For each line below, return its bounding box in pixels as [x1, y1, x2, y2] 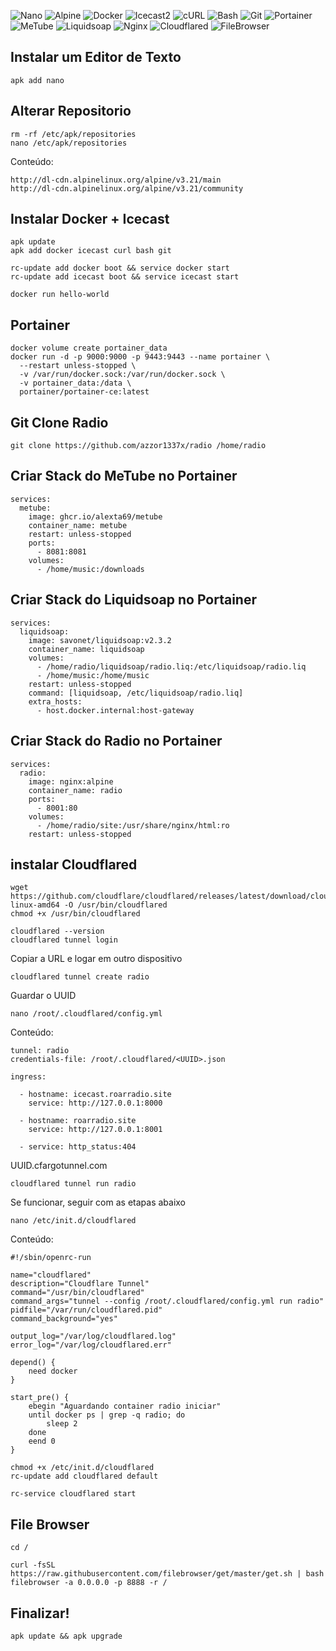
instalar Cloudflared [10, 856, 138, 873]
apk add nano [10, 75, 65, 85]
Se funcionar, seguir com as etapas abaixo [10, 1196, 187, 1209]
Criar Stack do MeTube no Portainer [10, 468, 238, 485]
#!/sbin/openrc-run [10, 1253, 92, 1263]
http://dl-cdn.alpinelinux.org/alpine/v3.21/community [10, 183, 244, 194]
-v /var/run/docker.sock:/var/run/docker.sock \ [19, 370, 226, 380]
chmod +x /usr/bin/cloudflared [10, 909, 141, 919]
